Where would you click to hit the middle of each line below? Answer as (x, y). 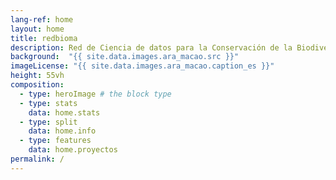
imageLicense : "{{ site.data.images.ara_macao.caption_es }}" (142, 66)
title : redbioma (44, 38)
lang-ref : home (42, 19)
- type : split (48, 122)
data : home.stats (64, 112)
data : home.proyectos (73, 150)
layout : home (37, 29)
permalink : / (37, 159)
